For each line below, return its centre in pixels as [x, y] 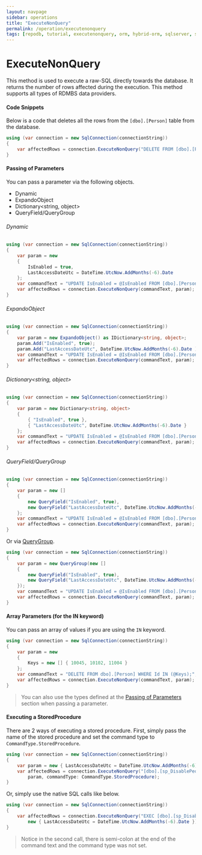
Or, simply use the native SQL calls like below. [63, 794]
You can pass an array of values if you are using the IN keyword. [86, 629]
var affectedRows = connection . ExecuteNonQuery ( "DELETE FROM [95, 149]
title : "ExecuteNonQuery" [38, 23]
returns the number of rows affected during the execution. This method [94, 87]
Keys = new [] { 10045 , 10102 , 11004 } [78, 663]
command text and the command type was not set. [84, 845]
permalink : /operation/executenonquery [56, 29]
